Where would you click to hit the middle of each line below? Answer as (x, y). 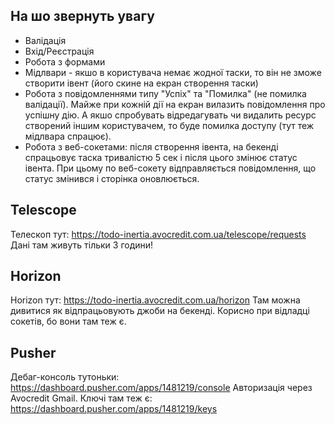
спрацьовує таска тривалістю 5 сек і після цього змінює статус (161, 157)
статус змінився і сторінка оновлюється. (112, 178)
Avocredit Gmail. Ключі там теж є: (81, 398)
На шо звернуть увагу (82, 16)
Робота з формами (65, 61)
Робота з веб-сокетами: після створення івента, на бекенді (151, 146)
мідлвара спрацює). (68, 136)
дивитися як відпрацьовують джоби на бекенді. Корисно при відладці (160, 311)
